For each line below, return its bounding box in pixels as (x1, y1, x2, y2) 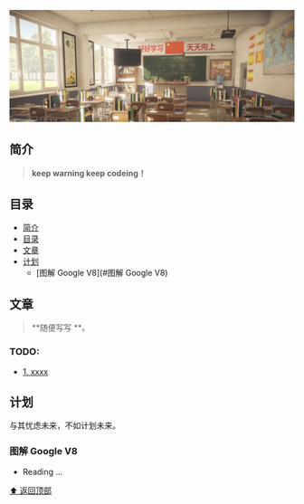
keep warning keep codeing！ (31, 167, 147, 178)
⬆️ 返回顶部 (9, 485, 52, 496)
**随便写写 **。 (31, 322, 90, 333)
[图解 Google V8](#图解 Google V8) (35, 268, 169, 279)
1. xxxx (22, 366, 49, 376)
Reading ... (22, 466, 63, 477)
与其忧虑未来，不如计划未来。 (9, 420, 120, 431)
